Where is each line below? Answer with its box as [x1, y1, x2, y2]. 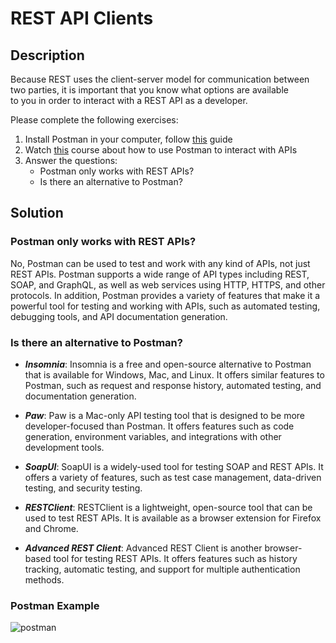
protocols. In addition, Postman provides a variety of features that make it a [10, 289, 321, 301]
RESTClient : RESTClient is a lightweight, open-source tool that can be [24, 501, 313, 513]
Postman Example [10, 598, 100, 612]
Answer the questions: [24, 155, 118, 166]
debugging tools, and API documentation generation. [10, 310, 228, 322]
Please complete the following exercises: [10, 114, 179, 126]
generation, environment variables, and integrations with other [24, 430, 282, 442]
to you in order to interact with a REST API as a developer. [10, 95, 248, 106]
